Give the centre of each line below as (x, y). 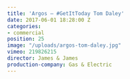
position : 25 (26, 39)
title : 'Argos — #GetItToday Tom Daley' (66, 13)
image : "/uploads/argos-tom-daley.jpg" (64, 45)
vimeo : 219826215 (32, 52)
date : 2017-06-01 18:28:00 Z (49, 20)
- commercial (26, 33)
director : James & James (43, 58)
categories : (24, 26)
